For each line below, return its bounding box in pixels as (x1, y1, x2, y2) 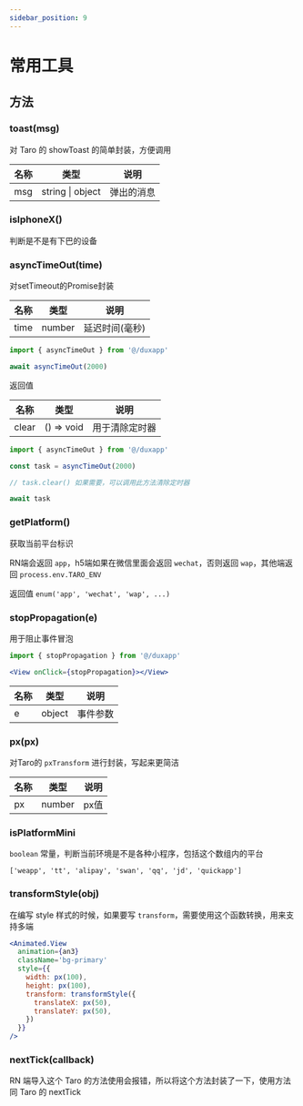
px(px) (9, 735, 39, 747)
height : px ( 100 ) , (25, 980, 92, 990)
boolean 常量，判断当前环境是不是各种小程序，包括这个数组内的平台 (9, 848, 264, 859)
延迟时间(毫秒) (83, 322, 146, 335)
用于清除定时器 (92, 421, 157, 433)
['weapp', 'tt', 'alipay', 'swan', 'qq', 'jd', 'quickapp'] (9, 867, 243, 876)
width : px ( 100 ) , (25, 973, 88, 982)
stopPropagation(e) (9, 611, 98, 624)
